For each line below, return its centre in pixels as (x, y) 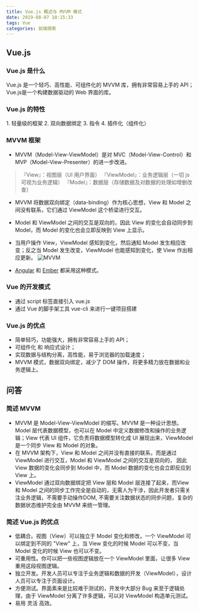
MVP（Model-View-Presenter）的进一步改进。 (72, 162)
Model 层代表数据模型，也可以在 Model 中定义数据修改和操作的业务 (98, 430)
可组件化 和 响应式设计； (45, 347)
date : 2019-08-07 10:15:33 (40, 17)
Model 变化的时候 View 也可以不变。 (60, 551)
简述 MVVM (23, 408)
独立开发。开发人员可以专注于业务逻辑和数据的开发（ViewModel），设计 (103, 573)
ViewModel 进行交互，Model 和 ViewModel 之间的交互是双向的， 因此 (101, 460)
